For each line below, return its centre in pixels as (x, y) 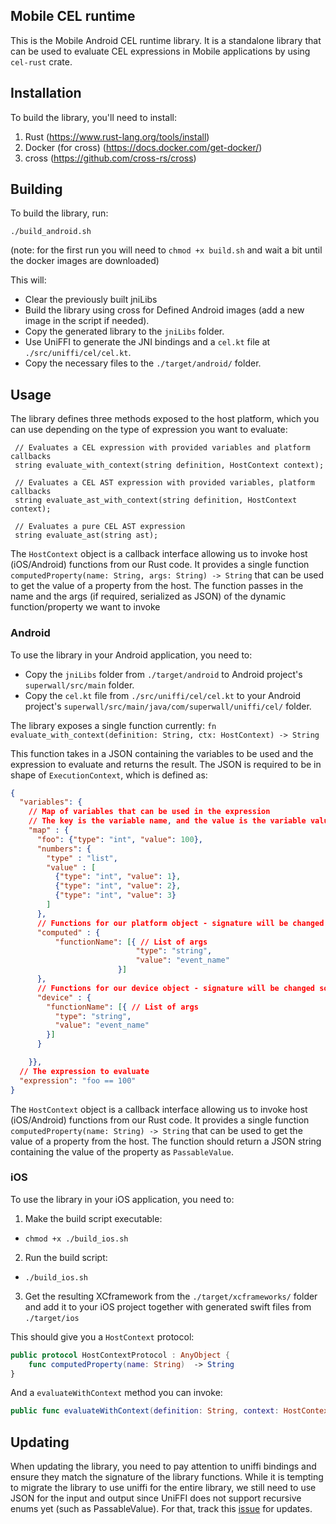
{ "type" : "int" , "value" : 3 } (115, 895)
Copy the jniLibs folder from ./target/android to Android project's (163, 674)
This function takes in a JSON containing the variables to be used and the (162, 753)
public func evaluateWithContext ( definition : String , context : (145, 1411)
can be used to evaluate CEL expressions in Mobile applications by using (160, 51)
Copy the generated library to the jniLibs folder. (124, 331)
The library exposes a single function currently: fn (113, 725)
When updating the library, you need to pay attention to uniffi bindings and (163, 1466)
